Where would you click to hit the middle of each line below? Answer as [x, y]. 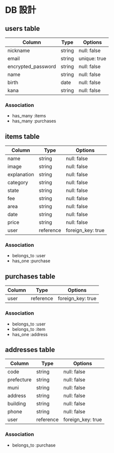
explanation [21, 175]
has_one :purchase [31, 261]
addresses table [30, 350]
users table [23, 28]
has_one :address [30, 334]
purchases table [30, 276]
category [18, 183]
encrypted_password [32, 67]
